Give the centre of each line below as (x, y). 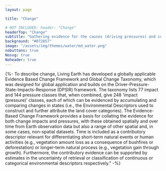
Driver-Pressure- (132, 84)
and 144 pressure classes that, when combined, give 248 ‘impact (71, 95)
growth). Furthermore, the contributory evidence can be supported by (76, 152)
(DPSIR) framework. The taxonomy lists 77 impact (108, 89)
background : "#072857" (28, 42)
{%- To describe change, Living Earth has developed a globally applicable (81, 74)
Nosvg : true (17, 55)
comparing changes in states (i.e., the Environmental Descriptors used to (80, 105)
